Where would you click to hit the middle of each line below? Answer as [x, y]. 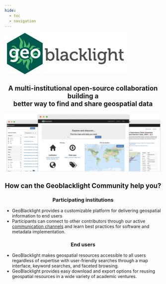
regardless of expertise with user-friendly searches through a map [80, 261]
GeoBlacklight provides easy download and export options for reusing [83, 271]
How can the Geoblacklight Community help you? [83, 185]
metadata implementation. [39, 231]
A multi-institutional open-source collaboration [83, 88]
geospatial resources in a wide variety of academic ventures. [74, 277]
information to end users [37, 215]
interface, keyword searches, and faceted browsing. [65, 266]
